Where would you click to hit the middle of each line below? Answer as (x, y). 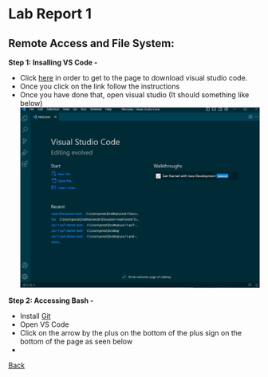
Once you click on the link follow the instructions (100, 86)
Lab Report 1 (50, 14)
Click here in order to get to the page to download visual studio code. (134, 78)
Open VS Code (44, 324)
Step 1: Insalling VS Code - (53, 62)
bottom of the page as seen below (76, 342)
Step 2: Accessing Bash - (51, 300)
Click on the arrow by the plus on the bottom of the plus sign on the (130, 333)
